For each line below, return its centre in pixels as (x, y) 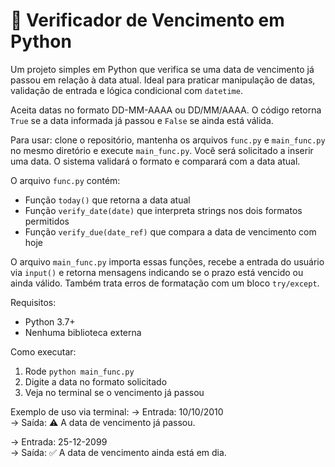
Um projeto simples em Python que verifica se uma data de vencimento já (162, 69)
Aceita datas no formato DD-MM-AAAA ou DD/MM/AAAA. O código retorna (166, 110)
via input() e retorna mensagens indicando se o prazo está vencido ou (157, 272)
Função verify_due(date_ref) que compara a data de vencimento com (170, 231)
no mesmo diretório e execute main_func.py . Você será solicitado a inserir (162, 150)
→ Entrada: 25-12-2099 (59, 441)
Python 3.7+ (50, 321)
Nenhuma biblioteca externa (83, 332)
